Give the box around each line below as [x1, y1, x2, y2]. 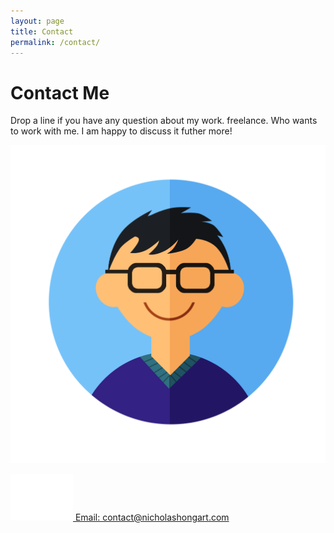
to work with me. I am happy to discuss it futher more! [10, 125, 233, 137]
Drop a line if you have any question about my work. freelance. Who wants [10, 115, 318, 127]
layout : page [10, 16, 65, 26]
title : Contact [10, 26, 74, 37]
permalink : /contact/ [10, 37, 101, 47]
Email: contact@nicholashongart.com [74, 511, 230, 523]
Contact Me [10, 81, 110, 104]
